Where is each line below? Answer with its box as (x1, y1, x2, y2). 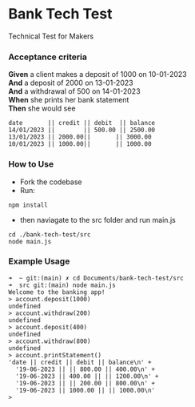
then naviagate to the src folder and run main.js (19, 215, 176, 224)
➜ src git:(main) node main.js (8, 281, 116, 289)
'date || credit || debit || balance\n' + (8, 358, 152, 366)
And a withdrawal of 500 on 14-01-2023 (8, 87, 141, 96)
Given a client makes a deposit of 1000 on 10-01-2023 (8, 70, 188, 79)
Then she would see (8, 103, 76, 113)
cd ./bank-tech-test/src (8, 230, 91, 239)
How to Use (8, 159, 54, 170)
